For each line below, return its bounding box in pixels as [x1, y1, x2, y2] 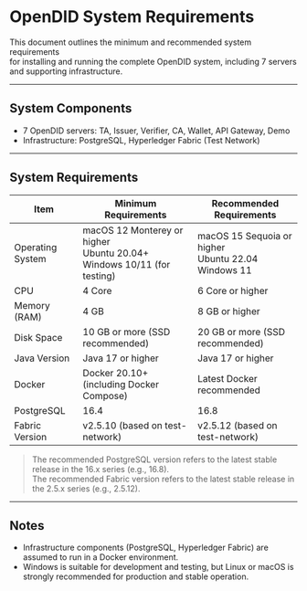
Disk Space [14, 331, 63, 343]
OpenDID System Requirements [9, 6, 255, 27]
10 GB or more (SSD [82, 325, 171, 338]
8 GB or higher [197, 304, 260, 317]
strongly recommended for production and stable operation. [22, 571, 249, 582]
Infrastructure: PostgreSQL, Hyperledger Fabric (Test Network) [22, 134, 260, 145]
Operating [14, 240, 58, 253]
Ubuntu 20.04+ [82, 247, 149, 259]
